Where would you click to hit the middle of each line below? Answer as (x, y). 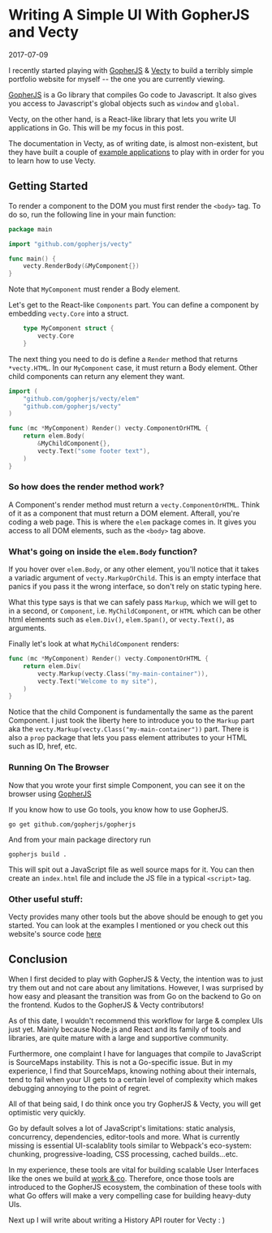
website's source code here (55, 933)
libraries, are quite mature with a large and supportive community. (119, 1037)
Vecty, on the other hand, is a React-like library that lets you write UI (123, 119)
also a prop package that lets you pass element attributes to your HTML (128, 738)
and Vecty (44, 32)
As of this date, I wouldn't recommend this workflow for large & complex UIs (136, 1020)
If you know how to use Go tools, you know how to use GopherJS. (119, 809)
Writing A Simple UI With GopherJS (129, 15)
